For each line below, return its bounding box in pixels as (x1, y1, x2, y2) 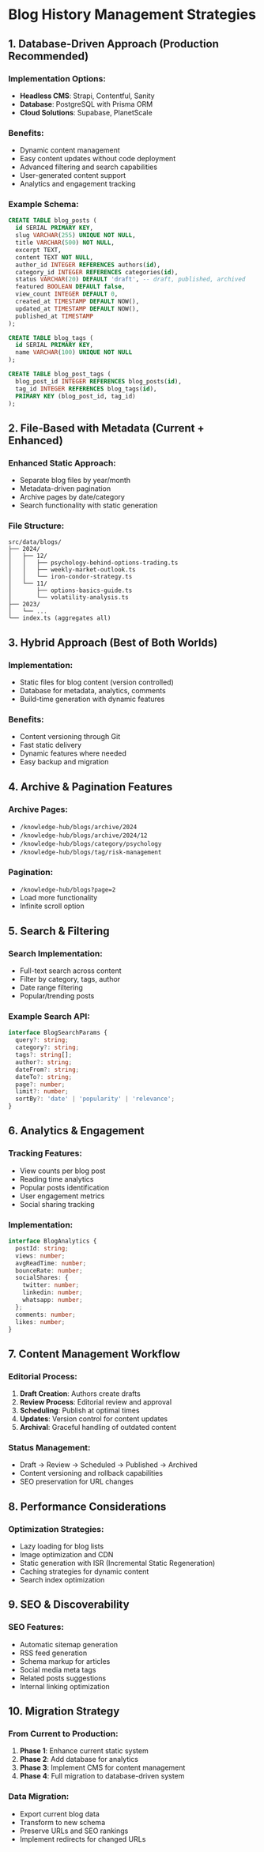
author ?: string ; (15, 1058, 73, 1066)
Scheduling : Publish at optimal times (19, 1405, 140, 1416)
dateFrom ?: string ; (15, 1066, 80, 1073)
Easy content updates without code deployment (19, 154, 176, 164)
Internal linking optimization (19, 1681, 111, 1691)
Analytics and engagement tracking (19, 179, 136, 189)
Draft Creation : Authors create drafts (19, 1389, 141, 1398)
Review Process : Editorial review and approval (19, 1397, 172, 1407)
